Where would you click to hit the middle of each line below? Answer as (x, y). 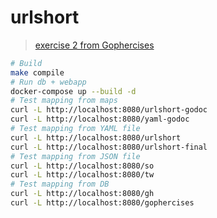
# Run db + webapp (48, 82)
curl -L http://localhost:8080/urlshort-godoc (109, 110)
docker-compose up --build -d (73, 91)
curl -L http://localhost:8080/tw (82, 175)
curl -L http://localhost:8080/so (82, 166)
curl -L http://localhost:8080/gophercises (102, 203)
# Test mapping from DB (60, 184)
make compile (37, 72)
